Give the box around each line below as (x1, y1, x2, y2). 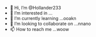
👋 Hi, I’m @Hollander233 (10, 5, 61, 10)
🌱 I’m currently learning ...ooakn (10, 15, 76, 21)
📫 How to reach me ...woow (10, 26, 69, 32)
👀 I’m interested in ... (10, 10, 53, 16)
